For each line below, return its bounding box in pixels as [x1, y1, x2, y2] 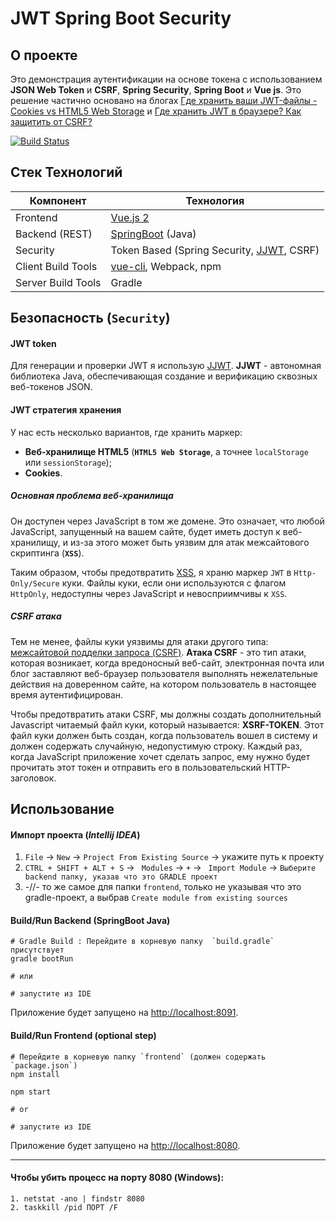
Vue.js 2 [110, 210, 150, 224]
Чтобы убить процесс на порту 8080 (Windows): [10, 1172, 225, 1184]
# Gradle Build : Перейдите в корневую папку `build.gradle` [10, 937, 275, 947]
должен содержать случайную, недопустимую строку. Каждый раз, [10, 740, 303, 752]
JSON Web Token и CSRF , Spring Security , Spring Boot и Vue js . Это [10, 84, 302, 96]
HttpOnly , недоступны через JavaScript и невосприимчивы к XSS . [10, 587, 288, 599]
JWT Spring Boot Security [10, 7, 232, 30]
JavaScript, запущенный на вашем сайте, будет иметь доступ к [10, 525, 281, 537]
